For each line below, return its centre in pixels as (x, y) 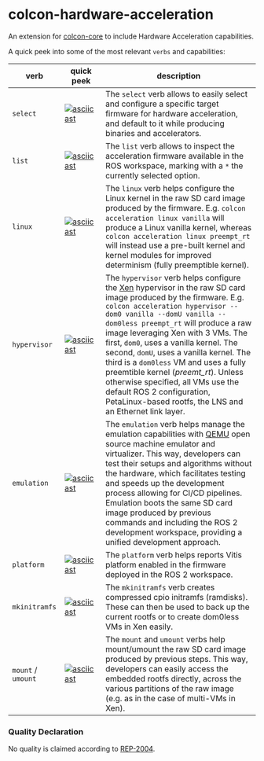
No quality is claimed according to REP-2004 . (82, 749)
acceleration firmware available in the (174, 156)
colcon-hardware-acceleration (111, 15)
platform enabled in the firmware (165, 564)
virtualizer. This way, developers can (173, 454)
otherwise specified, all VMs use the (172, 381)
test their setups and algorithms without (178, 463)
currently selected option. (152, 175)
